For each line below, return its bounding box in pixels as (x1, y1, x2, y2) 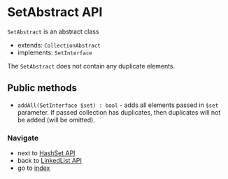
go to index (17, 164, 50, 172)
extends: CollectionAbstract (17, 41, 101, 49)
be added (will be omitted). (17, 115, 96, 124)
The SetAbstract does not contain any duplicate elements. (7, 62, 176, 70)
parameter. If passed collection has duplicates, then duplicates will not (17, 108, 221, 116)
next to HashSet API (17, 149, 76, 157)
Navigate (7, 133, 39, 143)
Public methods (7, 82, 77, 94)
